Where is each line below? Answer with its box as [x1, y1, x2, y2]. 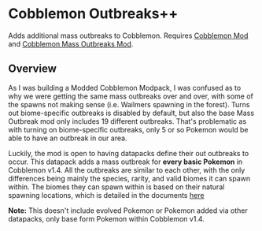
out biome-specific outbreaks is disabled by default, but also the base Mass [8, 108, 254, 117]
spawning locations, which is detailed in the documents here [8, 190, 205, 199]
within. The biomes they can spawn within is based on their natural [8, 182, 225, 192]
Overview [8, 62, 57, 76]
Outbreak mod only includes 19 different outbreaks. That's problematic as [8, 116, 247, 126]
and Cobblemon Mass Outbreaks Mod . [8, 39, 134, 48]
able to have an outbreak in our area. [8, 133, 127, 143]
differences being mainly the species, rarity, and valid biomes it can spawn [8, 173, 250, 183]
